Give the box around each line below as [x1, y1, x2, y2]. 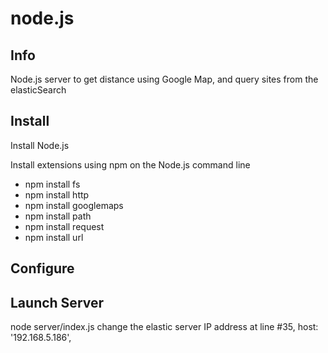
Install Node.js [10, 139, 70, 151]
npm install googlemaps [24, 199, 124, 211]
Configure [10, 260, 75, 277]
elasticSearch [10, 84, 67, 96]
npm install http [24, 188, 90, 201]
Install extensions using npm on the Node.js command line [10, 158, 251, 171]
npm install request [24, 220, 105, 232]
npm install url [24, 231, 84, 243]
